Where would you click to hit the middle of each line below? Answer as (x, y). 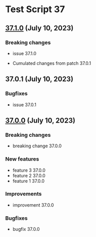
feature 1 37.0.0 (28, 181)
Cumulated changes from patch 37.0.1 (52, 63)
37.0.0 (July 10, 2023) (40, 120)
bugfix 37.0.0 (26, 229)
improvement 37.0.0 (33, 205)
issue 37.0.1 (24, 104)
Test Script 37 (35, 9)
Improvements (23, 194)
